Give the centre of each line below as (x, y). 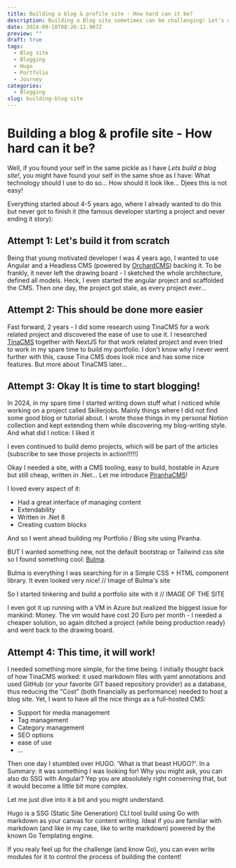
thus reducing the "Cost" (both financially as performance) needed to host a (118, 692)
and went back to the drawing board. (61, 630)
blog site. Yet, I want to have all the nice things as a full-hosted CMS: (107, 699)
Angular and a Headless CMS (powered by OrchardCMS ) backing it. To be (114, 265)
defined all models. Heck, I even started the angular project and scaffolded (116, 280)
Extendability (36, 510)
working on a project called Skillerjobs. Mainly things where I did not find (112, 410)
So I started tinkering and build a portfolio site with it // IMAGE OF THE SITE (116, 594)
